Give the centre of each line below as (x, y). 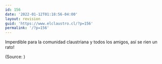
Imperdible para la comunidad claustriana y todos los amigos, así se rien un (81, 42)
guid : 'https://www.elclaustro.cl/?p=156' (49, 23)
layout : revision (23, 19)
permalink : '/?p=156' (27, 28)
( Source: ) (15, 57)
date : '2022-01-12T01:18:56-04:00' (41, 14)
